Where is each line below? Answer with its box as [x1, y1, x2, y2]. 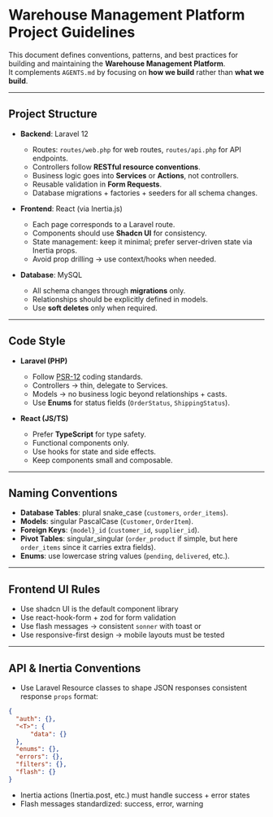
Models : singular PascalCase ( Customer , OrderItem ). [19, 516, 193, 526]
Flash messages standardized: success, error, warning [19, 798, 204, 808]
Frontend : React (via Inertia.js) [19, 204, 123, 213]
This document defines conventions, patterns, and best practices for [8, 50, 238, 59]
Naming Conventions [8, 486, 118, 500]
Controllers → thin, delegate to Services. [32, 380, 168, 390]
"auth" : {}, [15, 714, 57, 723]
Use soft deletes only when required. [32, 303, 158, 313]
